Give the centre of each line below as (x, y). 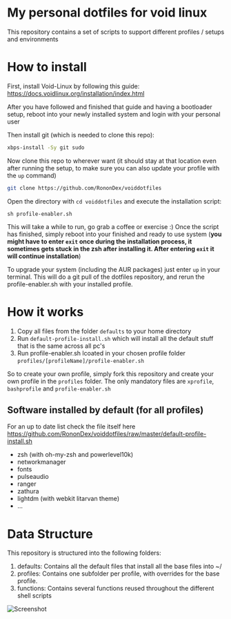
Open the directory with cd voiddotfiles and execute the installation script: (114, 201)
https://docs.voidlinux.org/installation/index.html (76, 93)
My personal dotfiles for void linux (107, 13)
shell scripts (34, 596)
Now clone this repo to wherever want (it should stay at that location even (112, 161)
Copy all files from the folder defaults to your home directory (104, 331)
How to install (47, 67)
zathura (28, 491)
